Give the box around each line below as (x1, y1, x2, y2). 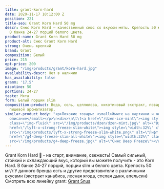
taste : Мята (5, 93, 29, 98)
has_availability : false (5, 75, 56, 80)
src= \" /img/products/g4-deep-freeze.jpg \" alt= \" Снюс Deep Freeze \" (9, 139, 152, 144)
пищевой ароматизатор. (9, 107, 56, 112)
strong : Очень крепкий (5, 43, 51, 48)
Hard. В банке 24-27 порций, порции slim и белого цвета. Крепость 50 (5, 163, 152, 168)
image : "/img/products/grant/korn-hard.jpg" (5, 66, 97, 71)
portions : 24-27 (5, 89, 38, 94)
